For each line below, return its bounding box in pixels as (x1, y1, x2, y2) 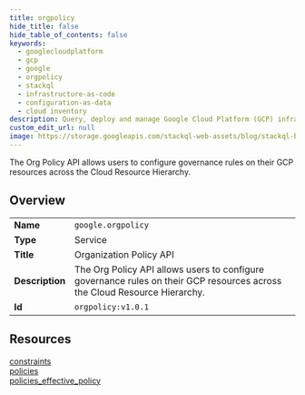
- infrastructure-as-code (17, 89, 116, 98)
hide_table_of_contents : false (9, 30, 128, 39)
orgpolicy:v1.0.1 (74, 301, 150, 312)
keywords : (9, 38, 47, 48)
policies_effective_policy (9, 375, 102, 386)
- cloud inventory (17, 106, 88, 116)
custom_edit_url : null (9, 124, 95, 133)
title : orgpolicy (9, 13, 75, 23)
